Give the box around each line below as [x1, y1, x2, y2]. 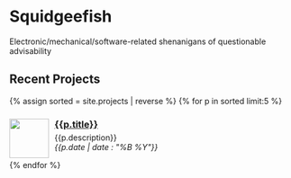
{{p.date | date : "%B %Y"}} [54, 141, 159, 152]
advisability [9, 45, 52, 56]
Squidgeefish [9, 6, 113, 27]
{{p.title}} [54, 118, 99, 130]
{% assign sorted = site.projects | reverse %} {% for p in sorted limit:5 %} [9, 95, 283, 106]
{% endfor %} [9, 159, 61, 170]
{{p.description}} [54, 132, 117, 143]
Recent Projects [9, 72, 101, 87]
